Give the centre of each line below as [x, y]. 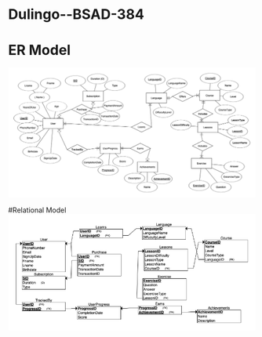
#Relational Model [37, 210]
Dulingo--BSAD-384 [76, 14]
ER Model [40, 51]
